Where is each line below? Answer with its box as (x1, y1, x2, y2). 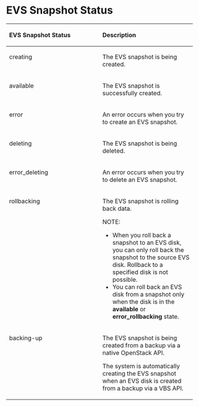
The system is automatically (102, 362, 180, 370)
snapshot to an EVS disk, (112, 238, 182, 246)
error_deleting (9, 168, 49, 176)
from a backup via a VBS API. (102, 384, 184, 392)
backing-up (9, 334, 43, 342)
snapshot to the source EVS (112, 253, 190, 261)
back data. (102, 204, 132, 212)
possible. (112, 275, 138, 283)
